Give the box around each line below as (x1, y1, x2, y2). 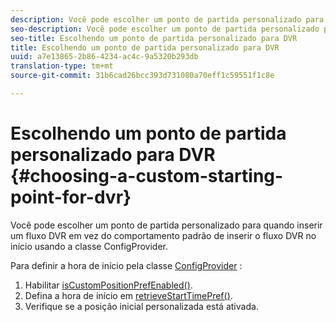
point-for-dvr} (10, 186, 132, 209)
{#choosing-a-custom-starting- (10, 165, 284, 188)
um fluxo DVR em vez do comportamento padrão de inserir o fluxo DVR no (10, 229, 317, 241)
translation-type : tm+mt (10, 61, 114, 71)
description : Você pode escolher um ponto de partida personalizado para (10, 14, 325, 25)
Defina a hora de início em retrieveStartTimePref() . (24, 289, 233, 301)
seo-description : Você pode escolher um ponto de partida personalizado (10, 24, 320, 34)
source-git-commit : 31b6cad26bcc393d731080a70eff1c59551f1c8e (10, 71, 275, 81)
